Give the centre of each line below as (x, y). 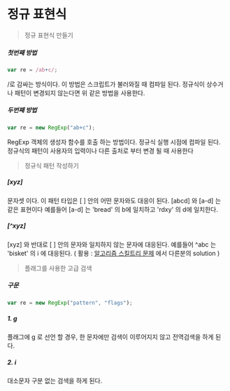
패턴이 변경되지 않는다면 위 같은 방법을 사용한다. (80, 92)
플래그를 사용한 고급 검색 (58, 268)
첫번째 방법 (22, 53)
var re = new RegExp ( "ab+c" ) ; (51, 128)
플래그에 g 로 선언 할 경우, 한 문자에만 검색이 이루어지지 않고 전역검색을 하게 (111, 337)
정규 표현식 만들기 (49, 35)
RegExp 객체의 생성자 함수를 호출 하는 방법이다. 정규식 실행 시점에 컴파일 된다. (114, 142)
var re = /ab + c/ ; (33, 70)
